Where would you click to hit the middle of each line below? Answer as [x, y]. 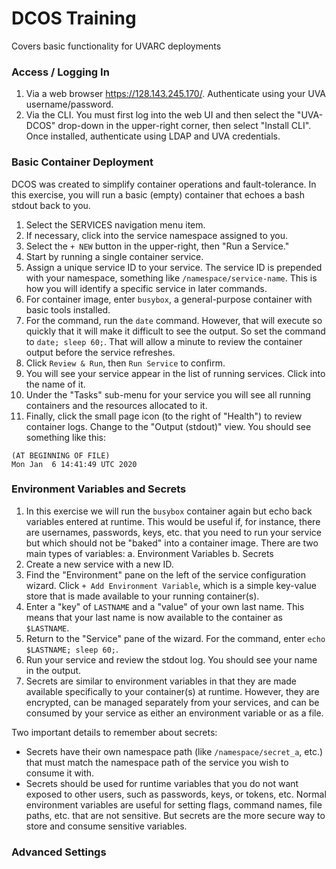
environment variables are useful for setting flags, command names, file [174, 804]
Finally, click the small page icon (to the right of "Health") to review [164, 416]
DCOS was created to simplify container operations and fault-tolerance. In [164, 184]
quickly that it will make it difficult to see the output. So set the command [175, 331]
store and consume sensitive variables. [106, 826]
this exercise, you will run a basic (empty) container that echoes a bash [158, 194]
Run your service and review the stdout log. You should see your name [171, 659]
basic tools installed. [68, 309]
